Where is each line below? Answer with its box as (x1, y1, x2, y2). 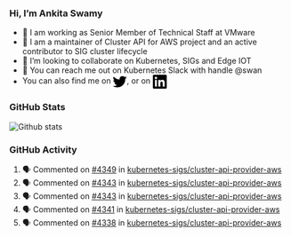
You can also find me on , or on (21, 75, 151, 86)
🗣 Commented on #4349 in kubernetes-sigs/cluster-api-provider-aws (21, 163, 282, 175)
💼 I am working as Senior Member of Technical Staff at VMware (21, 28, 255, 38)
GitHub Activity (9, 143, 77, 155)
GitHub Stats (9, 101, 66, 114)
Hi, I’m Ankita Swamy (9, 7, 103, 20)
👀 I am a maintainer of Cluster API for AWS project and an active (21, 36, 258, 47)
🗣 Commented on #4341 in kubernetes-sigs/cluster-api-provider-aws (21, 203, 280, 215)
